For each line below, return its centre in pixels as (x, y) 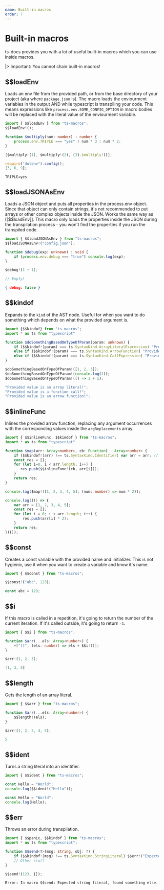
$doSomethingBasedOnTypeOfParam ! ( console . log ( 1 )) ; (58, 374)
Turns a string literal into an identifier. (42, 767)
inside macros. (20, 57)
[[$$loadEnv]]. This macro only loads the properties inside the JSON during (81, 219)
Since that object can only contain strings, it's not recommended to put (76, 209)
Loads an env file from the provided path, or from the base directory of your (81, 94)
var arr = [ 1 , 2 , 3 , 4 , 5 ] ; (42, 505)
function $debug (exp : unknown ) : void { (47, 252)
